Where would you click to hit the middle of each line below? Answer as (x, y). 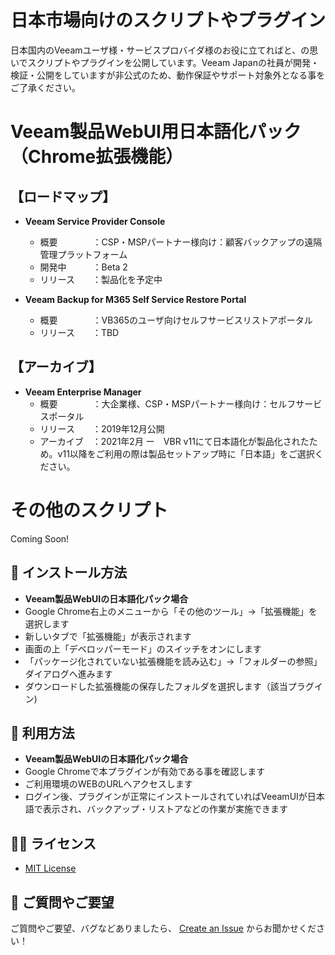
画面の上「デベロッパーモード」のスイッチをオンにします (143, 648)
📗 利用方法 (42, 732)
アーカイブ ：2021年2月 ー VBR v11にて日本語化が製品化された (174, 441)
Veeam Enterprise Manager (83, 392)
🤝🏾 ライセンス (53, 843)
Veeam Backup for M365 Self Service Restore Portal (135, 299)
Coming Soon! (40, 538)
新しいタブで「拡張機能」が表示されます (108, 636)
